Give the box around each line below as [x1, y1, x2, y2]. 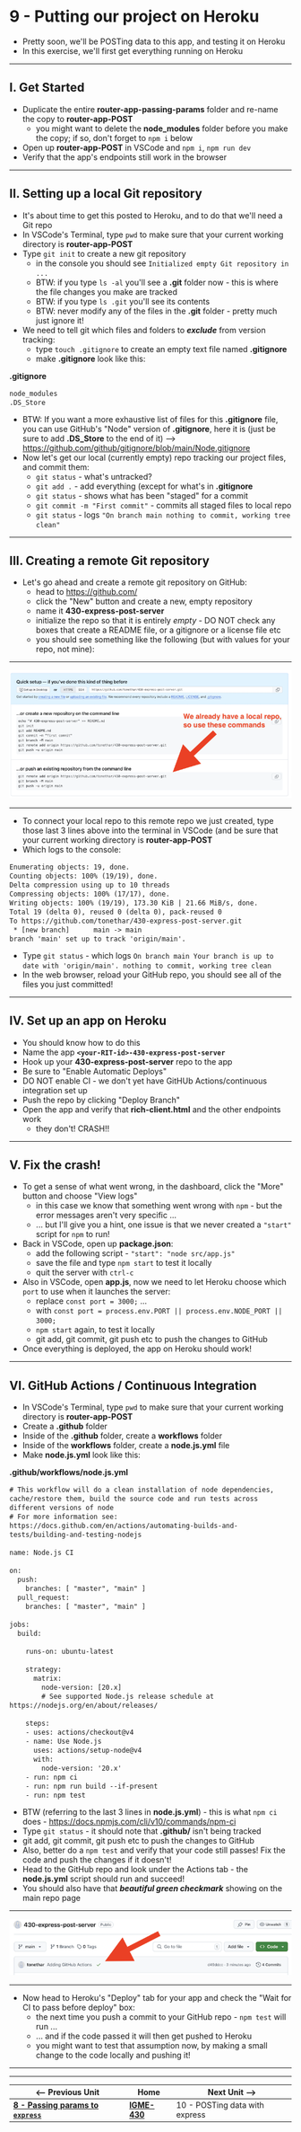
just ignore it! [35, 314, 84, 325]
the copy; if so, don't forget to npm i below [35, 132, 193, 143]
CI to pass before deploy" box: [21, 2002, 136, 2013]
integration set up [21, 1084, 88, 1095]
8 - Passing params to [13, 2100, 99, 2110]
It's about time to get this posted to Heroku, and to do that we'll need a [21, 209, 284, 221]
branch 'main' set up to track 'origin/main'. [9, 934, 186, 943]
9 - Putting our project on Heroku [9, 6, 260, 27]
